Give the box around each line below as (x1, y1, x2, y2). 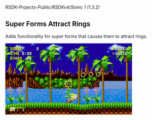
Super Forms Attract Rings (5, 20, 91, 28)
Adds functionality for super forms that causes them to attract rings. (5, 33, 148, 39)
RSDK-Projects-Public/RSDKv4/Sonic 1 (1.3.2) (5, 4, 100, 10)
